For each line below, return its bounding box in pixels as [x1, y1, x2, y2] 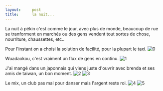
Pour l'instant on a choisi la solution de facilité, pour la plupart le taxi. [5, 46, 147, 52]
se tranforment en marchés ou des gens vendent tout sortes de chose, [5, 31, 151, 37]
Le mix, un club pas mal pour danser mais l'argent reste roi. [5, 80, 127, 86]
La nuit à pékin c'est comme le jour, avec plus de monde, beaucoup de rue [5, 25, 159, 31]
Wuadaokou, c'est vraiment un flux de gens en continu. [5, 55, 119, 61]
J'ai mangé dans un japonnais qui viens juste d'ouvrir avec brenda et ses [5, 65, 155, 71]
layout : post [5, 7, 41, 12]
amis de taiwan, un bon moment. [5, 70, 72, 76]
